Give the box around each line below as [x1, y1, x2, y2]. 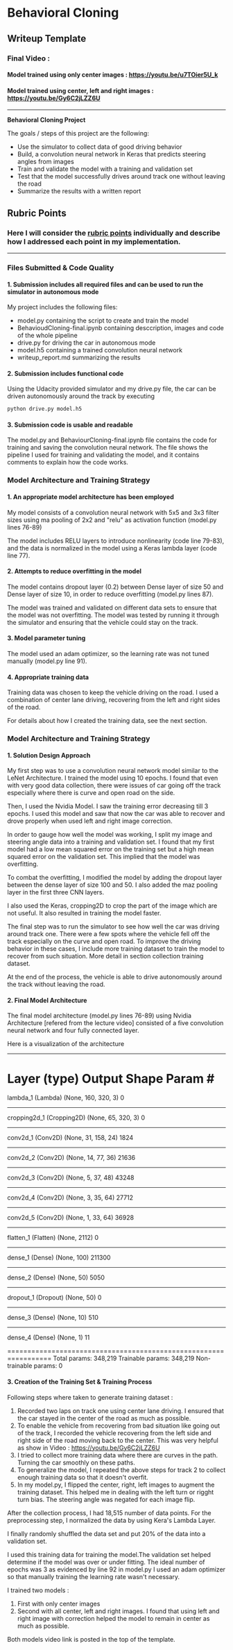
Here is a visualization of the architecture [7, 1040, 125, 1048]
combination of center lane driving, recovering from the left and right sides [7, 696, 221, 704]
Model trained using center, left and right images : [7, 86, 154, 95]
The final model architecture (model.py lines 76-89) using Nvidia [7, 1011, 192, 1020]
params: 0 [33, 1362, 63, 1370]
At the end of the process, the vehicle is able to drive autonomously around [7, 973, 223, 981]
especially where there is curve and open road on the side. [7, 789, 175, 797]
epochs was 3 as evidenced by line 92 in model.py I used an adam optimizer [7, 1565, 226, 1574]
